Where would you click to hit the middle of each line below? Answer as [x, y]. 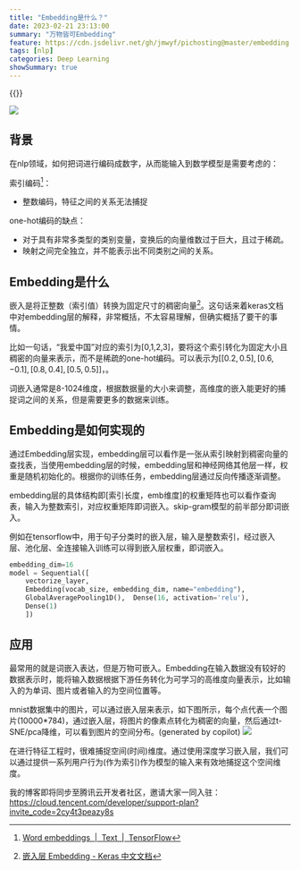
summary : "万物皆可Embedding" [62, 34]
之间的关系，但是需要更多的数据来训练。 [99, 399]
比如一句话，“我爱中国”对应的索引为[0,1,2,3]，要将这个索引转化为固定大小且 [149, 346]
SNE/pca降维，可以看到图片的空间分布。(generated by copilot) [125, 731]
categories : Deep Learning [59, 59]
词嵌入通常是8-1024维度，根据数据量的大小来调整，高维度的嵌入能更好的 [144, 388]
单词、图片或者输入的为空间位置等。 [99, 690]
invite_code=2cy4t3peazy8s [62, 812]
